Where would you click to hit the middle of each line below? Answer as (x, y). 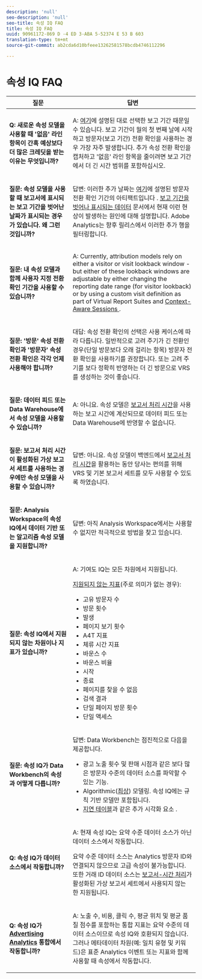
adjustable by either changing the (120, 278)
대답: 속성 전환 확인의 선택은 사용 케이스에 (128, 331)
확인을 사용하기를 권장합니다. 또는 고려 (131, 358)
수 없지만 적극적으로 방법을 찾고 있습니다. (127, 532)
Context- (178, 301)
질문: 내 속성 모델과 (35, 269)
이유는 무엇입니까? (34, 161)
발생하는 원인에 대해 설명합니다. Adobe (137, 216)
